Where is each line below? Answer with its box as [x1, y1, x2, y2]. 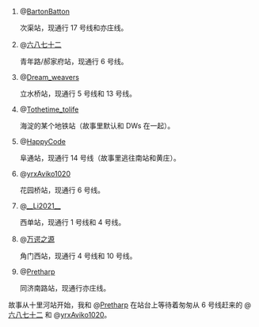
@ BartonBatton [19, 7, 70, 16]
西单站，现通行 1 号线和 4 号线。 [19, 218, 126, 226]
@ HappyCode [19, 137, 66, 146]
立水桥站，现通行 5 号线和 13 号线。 [19, 89, 137, 98]
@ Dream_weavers [19, 73, 79, 82]
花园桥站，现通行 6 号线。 [19, 185, 105, 195]
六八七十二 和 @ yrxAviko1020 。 [8, 310, 112, 319]
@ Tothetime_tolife [19, 105, 79, 114]
